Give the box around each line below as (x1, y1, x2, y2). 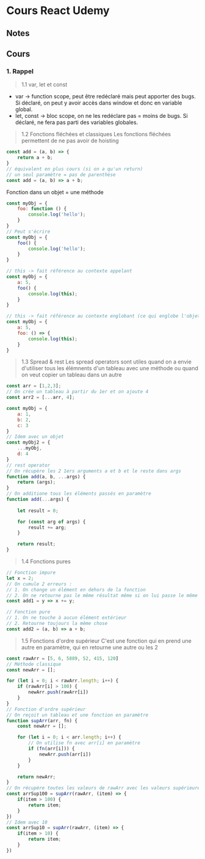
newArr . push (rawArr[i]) (28, 689, 88, 695)
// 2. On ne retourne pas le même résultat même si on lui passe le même (6, 592, 198, 599)
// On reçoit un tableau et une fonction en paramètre (6, 712, 149, 718)
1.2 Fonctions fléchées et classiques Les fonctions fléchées (21, 131, 171, 138)
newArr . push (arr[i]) (38, 751, 92, 758)
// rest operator (6, 462, 51, 468)
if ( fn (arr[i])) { (28, 746, 75, 752)
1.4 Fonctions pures (21, 558, 71, 565)
